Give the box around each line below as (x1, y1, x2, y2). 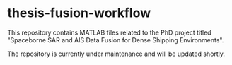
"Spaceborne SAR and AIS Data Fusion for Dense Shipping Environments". (7, 35, 224, 44)
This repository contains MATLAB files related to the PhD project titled (7, 28, 211, 37)
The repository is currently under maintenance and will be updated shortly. (7, 49, 225, 58)
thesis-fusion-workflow (7, 5, 151, 21)
